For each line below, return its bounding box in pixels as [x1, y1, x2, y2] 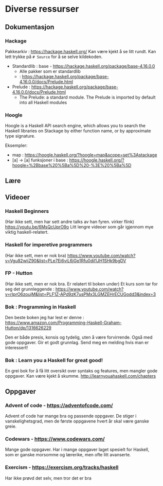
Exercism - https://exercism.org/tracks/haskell [5, 464, 119, 471]
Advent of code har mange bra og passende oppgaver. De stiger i [5, 413, 137, 419]
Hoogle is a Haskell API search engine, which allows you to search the [5, 123, 146, 129]
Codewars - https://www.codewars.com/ [5, 436, 105, 443]
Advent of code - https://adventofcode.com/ [5, 402, 113, 408]
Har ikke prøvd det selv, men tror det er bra [5, 475, 91, 481]
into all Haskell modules [19, 99, 67, 105]
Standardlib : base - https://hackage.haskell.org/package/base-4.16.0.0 [12, 63, 155, 69]
